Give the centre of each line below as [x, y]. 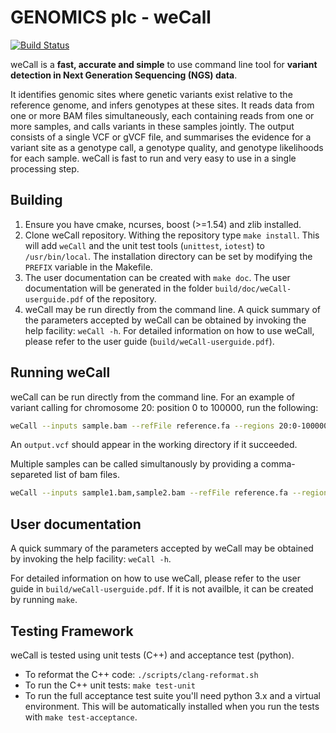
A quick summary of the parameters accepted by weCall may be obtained [162, 548]
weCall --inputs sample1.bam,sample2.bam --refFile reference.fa [149, 493]
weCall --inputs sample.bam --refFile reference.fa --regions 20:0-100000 [169, 426]
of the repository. [121, 298]
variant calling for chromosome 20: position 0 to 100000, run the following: [164, 407]
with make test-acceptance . [81, 717]
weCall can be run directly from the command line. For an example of [152, 397]
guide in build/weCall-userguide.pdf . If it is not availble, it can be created [162, 589]
